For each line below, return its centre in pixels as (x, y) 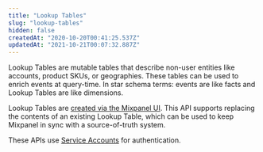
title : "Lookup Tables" (48, 15)
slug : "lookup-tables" (46, 23)
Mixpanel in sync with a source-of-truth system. (87, 125)
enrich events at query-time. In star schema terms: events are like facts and (132, 85)
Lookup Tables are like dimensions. (66, 93)
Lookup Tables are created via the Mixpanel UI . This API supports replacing (132, 108)
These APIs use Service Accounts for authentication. (95, 140)
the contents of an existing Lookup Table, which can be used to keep (121, 116)
